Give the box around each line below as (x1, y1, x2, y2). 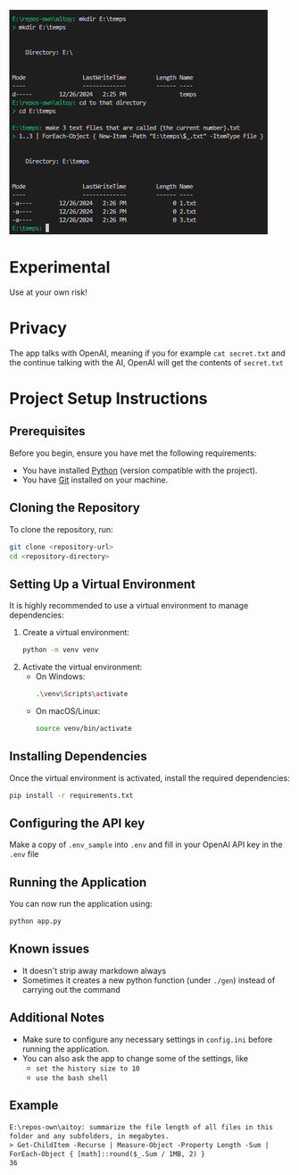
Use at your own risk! (9, 287, 87, 298)
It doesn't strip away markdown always (21, 965, 167, 976)
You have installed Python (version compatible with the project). (21, 465, 258, 475)
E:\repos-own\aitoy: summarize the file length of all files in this (9, 1122, 274, 1131)
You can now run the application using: (9, 899, 154, 910)
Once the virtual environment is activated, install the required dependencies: (9, 772, 290, 783)
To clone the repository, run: (9, 524, 113, 534)
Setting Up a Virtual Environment (9, 576, 196, 592)
